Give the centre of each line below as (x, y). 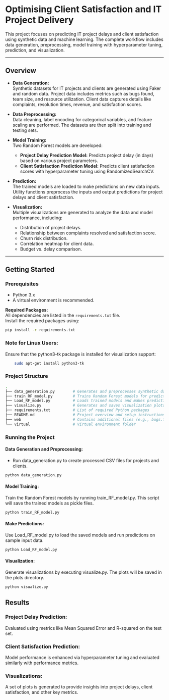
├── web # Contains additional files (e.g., (77, 419)
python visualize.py (27, 587)
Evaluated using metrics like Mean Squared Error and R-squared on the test (83, 628)
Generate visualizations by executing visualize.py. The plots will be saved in (83, 572)
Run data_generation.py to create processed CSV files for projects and (86, 460)
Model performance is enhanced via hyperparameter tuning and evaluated (82, 657)
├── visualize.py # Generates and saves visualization (78, 406)
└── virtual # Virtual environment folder (71, 424)
